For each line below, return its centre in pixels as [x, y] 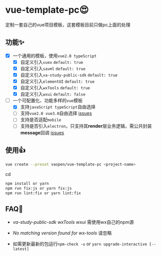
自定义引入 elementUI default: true [57, 81]
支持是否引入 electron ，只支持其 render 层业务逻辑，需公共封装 [86, 126]
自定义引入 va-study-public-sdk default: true [69, 75]
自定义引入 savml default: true [53, 68]
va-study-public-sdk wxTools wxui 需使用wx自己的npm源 [73, 222]
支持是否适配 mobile [41, 120]
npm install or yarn [27, 184]
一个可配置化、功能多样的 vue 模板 [48, 101]
